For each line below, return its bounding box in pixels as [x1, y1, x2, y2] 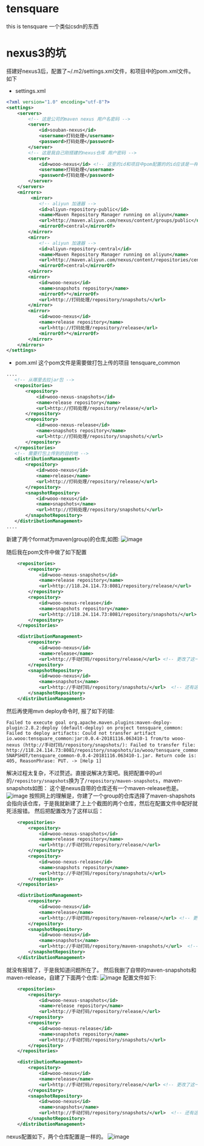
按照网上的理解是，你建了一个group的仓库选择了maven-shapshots [29, 792, 195, 799]
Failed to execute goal [6, 719, 67, 726]
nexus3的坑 [6, 46, 66, 60]
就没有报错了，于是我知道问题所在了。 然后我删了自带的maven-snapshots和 [6, 966, 197, 974]
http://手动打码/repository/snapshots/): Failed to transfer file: [25, 742, 196, 748]
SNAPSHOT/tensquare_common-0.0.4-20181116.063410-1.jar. [6, 752, 154, 759]
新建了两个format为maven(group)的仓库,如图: [6, 535, 120, 542]
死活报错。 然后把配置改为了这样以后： [6, 807, 104, 814]
